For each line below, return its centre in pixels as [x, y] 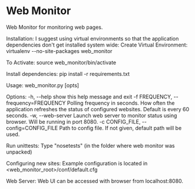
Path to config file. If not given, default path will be [120, 128]
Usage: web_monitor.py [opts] [43, 85]
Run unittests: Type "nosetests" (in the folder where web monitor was [90, 145]
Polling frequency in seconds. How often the [121, 103]
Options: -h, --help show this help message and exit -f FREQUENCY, [89, 97]
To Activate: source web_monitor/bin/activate [61, 62]
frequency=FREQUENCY [36, 103]
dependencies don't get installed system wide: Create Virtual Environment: [97, 45]
